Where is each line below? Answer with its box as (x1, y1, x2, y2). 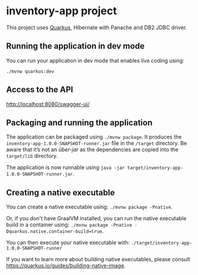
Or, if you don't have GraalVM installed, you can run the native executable (6, 215, 187, 222)
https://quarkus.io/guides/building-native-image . (6, 262, 126, 269)
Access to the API (6, 85, 73, 95)
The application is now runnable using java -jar (6, 164, 125, 171)
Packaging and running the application (6, 117, 153, 127)
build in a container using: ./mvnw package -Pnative (6, 221, 133, 229)
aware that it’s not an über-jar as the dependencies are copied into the (6, 146, 179, 153)
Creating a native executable (6, 187, 115, 198)
